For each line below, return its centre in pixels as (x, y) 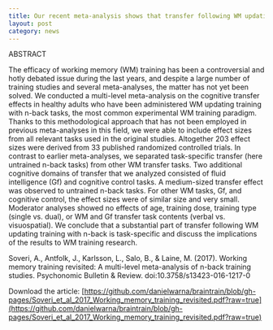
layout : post (30, 24)
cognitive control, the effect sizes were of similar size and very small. (124, 199)
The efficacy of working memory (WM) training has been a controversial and (136, 70)
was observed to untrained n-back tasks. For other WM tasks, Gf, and (125, 191)
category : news (34, 31)
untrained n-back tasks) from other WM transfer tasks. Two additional (125, 165)
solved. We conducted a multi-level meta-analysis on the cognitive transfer (134, 96)
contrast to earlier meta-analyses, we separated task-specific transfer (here (135, 156)
